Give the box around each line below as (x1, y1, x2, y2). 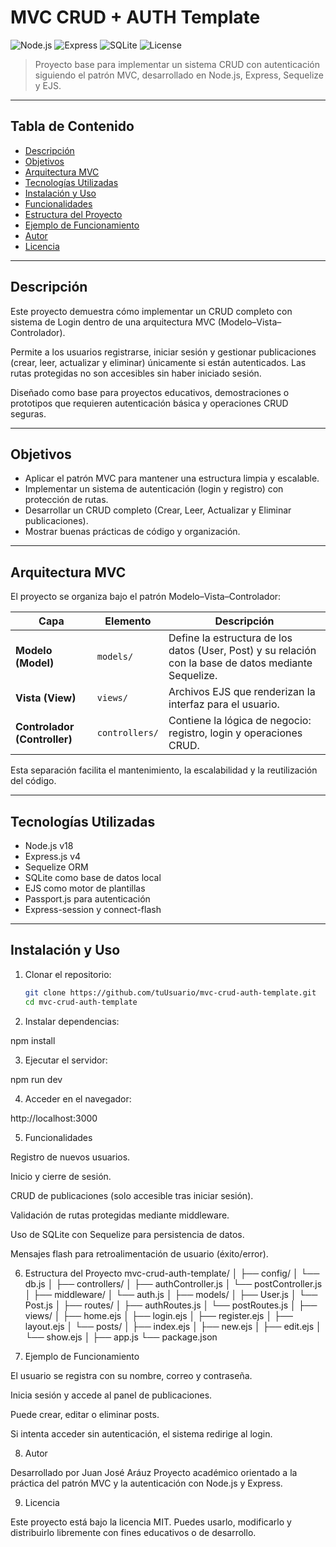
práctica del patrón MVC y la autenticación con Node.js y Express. (10, 1477, 283, 1489)
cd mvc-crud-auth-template (24, 997, 138, 1007)
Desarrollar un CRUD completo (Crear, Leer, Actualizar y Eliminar (24, 504, 292, 516)
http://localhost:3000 (10, 1112, 98, 1124)
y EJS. (34, 79, 62, 91)
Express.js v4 (24, 851, 82, 862)
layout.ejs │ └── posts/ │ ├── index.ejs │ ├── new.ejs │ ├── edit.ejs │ (24, 1320, 322, 1332)
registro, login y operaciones (168, 726, 303, 740)
